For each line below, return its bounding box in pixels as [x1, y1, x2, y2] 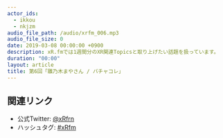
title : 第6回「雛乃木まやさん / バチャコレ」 [7, 68, 124, 75]
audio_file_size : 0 [7, 36, 64, 43]
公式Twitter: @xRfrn [17, 115, 75, 123]
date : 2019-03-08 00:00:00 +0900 [7, 42, 104, 49]
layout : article [7, 61, 54, 68]
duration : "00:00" [7, 55, 60, 62]
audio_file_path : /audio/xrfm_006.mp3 [7, 29, 119, 37]
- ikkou [13, 17, 36, 23]
